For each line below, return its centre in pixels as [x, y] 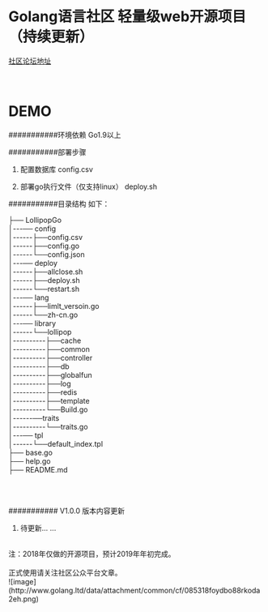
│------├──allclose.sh [46, 272]
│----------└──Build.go [48, 409]
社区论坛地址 [30, 61]
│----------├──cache [45, 340]
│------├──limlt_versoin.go [54, 306]
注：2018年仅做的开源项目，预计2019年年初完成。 [92, 554]
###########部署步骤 [47, 152]
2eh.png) [23, 599]
